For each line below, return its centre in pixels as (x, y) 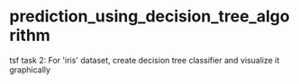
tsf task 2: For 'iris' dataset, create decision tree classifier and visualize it (145, 60)
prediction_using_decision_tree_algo (149, 17)
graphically (30, 70)
